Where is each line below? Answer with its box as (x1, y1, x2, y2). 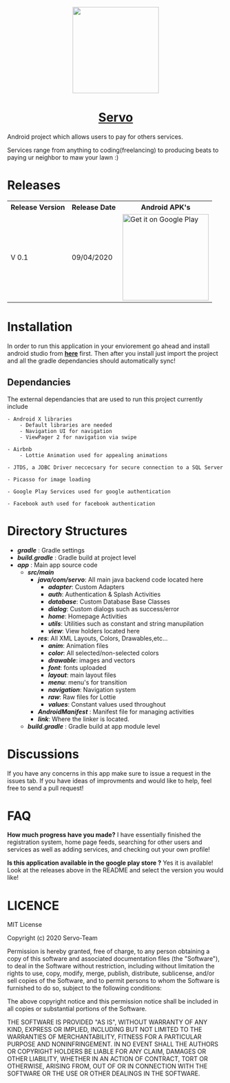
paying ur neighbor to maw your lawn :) (7, 153, 119, 162)
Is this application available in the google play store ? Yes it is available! (7, 859, 213, 867)
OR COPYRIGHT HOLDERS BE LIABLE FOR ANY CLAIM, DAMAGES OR (7, 1047, 207, 1056)
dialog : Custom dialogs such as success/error (48, 604, 180, 613)
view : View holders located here (48, 626, 140, 635)
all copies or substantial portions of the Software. (7, 1005, 147, 1013)
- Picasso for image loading (7, 476, 91, 483)
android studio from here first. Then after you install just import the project (7, 349, 218, 357)
